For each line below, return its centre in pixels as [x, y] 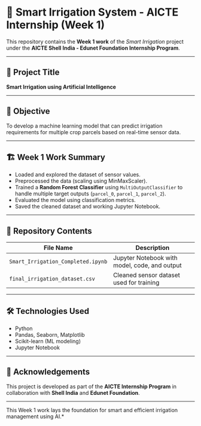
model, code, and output [147, 265]
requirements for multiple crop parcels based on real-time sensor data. [94, 132]
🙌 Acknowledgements [48, 372]
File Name [58, 248]
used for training [136, 283]
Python [24, 328]
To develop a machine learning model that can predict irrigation [84, 126]
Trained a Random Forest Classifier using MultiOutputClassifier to [99, 188]
